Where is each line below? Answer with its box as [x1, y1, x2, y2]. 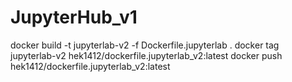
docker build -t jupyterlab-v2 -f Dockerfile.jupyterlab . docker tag [10, 39, 280, 51]
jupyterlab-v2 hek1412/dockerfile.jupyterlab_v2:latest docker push [10, 49, 283, 61]
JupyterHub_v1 [10, 6, 138, 29]
